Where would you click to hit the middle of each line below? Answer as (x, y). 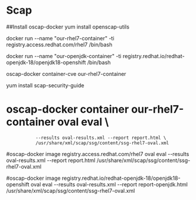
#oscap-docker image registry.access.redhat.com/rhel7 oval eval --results (98, 154)
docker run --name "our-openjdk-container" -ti (64, 56)
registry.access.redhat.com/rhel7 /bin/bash (59, 45)
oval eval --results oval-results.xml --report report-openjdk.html (109, 184)
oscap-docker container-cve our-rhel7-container (66, 74)
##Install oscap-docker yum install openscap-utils (68, 27)
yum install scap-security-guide (45, 85)
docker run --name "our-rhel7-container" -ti (60, 38)
